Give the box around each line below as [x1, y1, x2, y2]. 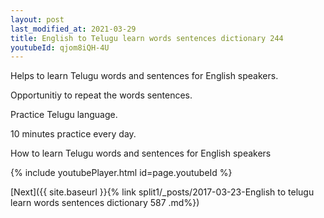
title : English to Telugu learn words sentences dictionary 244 [10, 33, 284, 43]
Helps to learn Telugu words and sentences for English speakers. [10, 70, 279, 82]
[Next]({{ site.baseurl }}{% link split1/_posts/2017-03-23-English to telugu [10, 186, 315, 198]
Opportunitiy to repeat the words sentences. [10, 89, 193, 101]
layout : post [10, 14, 65, 25]
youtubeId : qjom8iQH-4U [10, 42, 110, 53]
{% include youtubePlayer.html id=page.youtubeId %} [10, 167, 233, 179]
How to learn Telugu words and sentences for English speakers [10, 147, 272, 160]
